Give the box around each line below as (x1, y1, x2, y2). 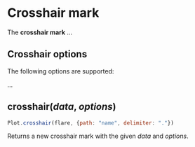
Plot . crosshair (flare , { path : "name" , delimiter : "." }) (7, 119, 174, 127)
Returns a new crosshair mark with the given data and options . (7, 132, 189, 141)
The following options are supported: (7, 66, 114, 75)
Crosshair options (7, 48, 88, 60)
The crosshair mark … (7, 28, 72, 36)
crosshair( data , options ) (7, 101, 117, 113)
